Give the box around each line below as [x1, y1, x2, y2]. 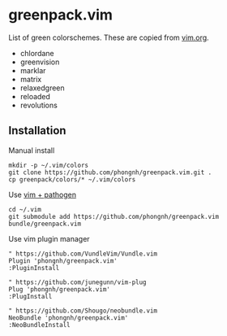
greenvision [19, 57, 60, 67]
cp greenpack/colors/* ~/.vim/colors [8, 175, 136, 184]
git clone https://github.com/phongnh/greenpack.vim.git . [8, 168, 212, 177]
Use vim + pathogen [8, 190, 77, 199]
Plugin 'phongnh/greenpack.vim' [8, 256, 118, 265]
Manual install [8, 145, 55, 155]
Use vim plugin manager [8, 233, 91, 243]
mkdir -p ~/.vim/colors [8, 161, 89, 169]
